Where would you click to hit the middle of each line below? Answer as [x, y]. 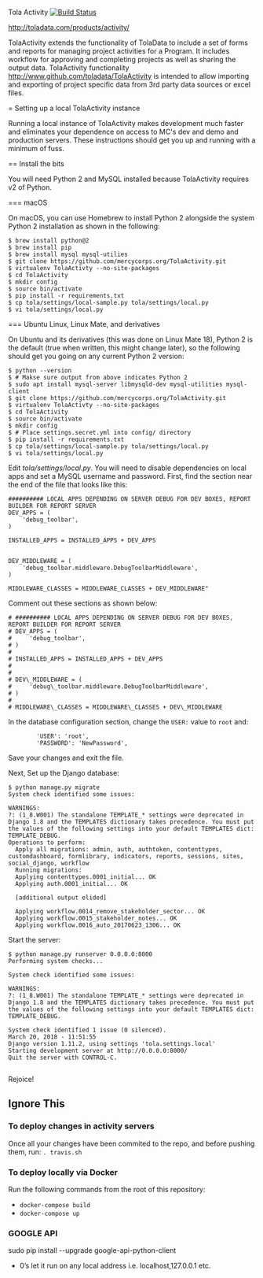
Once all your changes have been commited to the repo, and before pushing [131, 1143]
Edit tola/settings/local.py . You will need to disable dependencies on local [128, 468]
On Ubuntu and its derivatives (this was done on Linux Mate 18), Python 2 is [131, 339]
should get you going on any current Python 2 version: [96, 356]
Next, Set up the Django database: [64, 773]
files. [16, 93]
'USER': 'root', [63, 736]
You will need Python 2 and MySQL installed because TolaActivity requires [129, 179]
